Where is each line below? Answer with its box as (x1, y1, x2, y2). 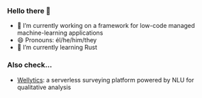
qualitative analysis (16, 83, 71, 91)
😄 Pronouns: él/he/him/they (16, 36, 97, 44)
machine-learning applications (16, 29, 103, 37)
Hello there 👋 (7, 6, 51, 16)
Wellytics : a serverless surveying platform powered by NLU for (16, 76, 194, 84)
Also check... (7, 61, 53, 70)
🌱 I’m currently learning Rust (16, 44, 98, 52)
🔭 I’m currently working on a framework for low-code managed (16, 22, 195, 30)
